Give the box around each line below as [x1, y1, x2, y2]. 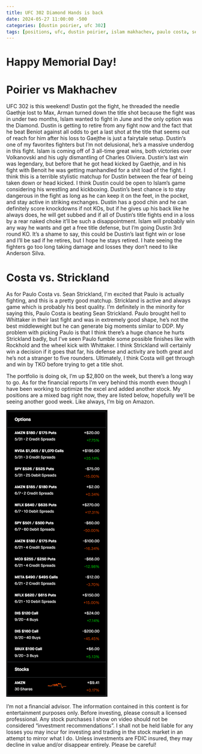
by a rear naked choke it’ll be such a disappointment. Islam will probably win [6, 218, 195, 225]
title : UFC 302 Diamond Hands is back [6, 10, 103, 16]
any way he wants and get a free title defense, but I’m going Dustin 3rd [6, 224, 182, 231]
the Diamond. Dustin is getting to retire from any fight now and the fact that [6, 122, 192, 129]
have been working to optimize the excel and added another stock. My [6, 385, 181, 393]
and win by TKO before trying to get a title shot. [6, 361, 124, 368]
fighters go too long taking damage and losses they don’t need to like [6, 244, 178, 251]
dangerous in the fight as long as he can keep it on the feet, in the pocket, [6, 192, 189, 200]
